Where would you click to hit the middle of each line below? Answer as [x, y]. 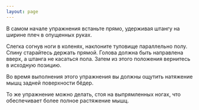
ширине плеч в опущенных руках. [49, 35]
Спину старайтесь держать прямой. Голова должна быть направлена [95, 52]
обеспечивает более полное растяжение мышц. [68, 101]
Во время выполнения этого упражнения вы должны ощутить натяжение [99, 76]
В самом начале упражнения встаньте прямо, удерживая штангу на [93, 28]
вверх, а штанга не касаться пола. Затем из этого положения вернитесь [98, 59]
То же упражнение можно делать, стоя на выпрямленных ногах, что [94, 94]
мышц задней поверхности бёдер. [50, 83]
